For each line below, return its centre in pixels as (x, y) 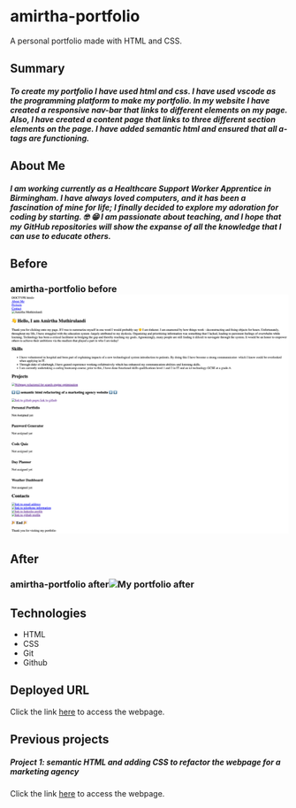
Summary (38, 69)
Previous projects (60, 739)
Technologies (49, 613)
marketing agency (45, 771)
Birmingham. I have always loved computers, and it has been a (128, 197)
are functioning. (59, 138)
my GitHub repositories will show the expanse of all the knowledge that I (146, 227)
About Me (38, 166)
